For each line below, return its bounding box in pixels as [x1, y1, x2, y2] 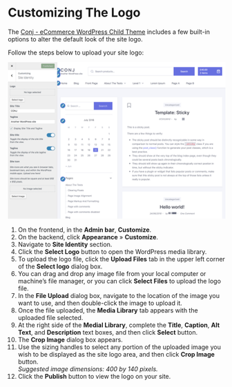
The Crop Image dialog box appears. [17, 336, 123, 344]
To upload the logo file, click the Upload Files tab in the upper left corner [17, 255, 225, 264]
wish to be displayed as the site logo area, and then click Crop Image [17, 350, 215, 359]
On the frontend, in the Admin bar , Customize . [17, 226, 152, 234]
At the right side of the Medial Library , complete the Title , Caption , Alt [17, 321, 220, 329]
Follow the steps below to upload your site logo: [8, 48, 144, 57]
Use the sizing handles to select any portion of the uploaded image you [17, 343, 222, 351]
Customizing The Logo [8, 5, 141, 21]
